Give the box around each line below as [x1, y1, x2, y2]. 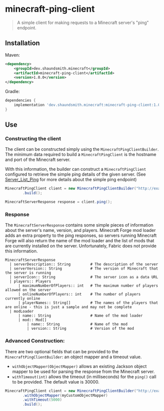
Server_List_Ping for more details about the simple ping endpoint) [5, 177, 137, 183]
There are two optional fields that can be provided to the [5, 348, 119, 354]
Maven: [5, 52, 20, 58]
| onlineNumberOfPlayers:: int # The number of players [18, 292, 141, 297]
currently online [5, 296, 41, 301]
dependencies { [5, 98, 36, 103]
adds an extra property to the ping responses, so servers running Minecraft [5, 232, 157, 238]
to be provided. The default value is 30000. [12, 379, 100, 385]
